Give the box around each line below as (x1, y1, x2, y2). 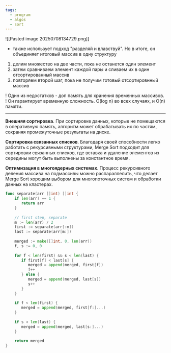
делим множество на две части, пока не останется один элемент (12, 61, 156, 67)
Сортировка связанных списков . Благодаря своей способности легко (5, 139, 160, 145)
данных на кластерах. (5, 181, 53, 187)
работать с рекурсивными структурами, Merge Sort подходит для (5, 144, 149, 151)
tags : (5, 7, 17, 13)
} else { (21, 272, 40, 277)
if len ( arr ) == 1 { (14, 196, 56, 201)
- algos (10, 17, 26, 22)
